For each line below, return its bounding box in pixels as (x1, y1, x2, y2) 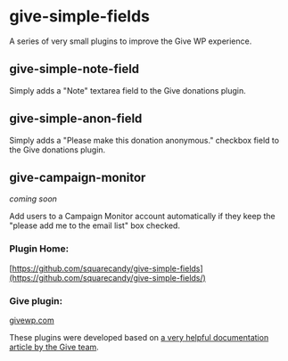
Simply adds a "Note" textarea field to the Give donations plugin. (9, 85, 247, 95)
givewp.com (9, 315, 55, 325)
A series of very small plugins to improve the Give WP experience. (9, 36, 252, 46)
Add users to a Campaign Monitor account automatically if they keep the (9, 211, 276, 222)
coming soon (9, 193, 58, 204)
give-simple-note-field (9, 62, 140, 77)
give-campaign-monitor (9, 169, 146, 185)
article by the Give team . (9, 341, 100, 352)
